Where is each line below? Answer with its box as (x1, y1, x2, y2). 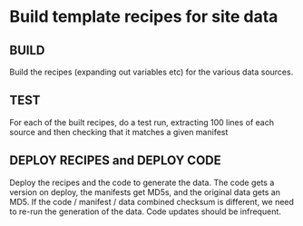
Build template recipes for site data (9, 6, 279, 27)
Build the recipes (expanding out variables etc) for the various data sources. (9, 66, 294, 77)
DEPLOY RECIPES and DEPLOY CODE (9, 152, 221, 169)
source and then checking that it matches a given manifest (9, 126, 229, 137)
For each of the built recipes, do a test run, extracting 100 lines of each (9, 116, 275, 128)
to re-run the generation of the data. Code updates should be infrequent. (9, 206, 281, 217)
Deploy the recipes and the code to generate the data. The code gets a (9, 177, 275, 188)
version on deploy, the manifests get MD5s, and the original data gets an (9, 186, 281, 197)
